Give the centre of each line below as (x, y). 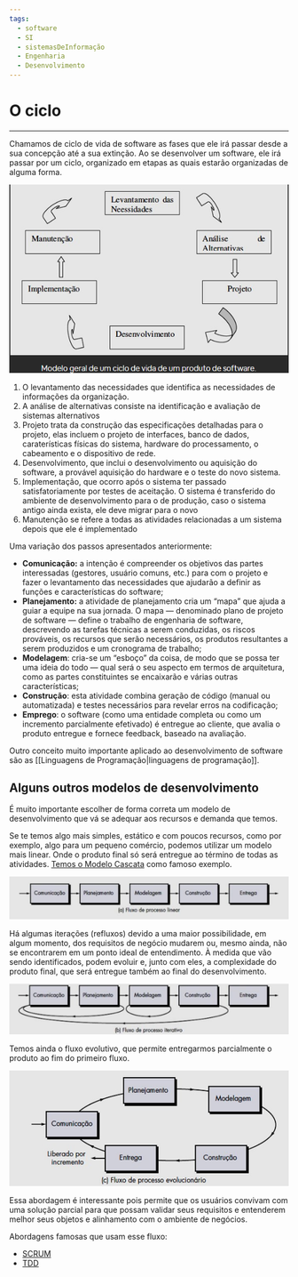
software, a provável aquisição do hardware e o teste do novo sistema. (151, 472)
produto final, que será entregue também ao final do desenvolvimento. (138, 972)
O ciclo (35, 111)
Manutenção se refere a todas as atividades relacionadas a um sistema (152, 519)
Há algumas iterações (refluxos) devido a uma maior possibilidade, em (138, 934)
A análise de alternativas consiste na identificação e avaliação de (141, 406)
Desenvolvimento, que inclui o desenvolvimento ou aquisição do (140, 462)
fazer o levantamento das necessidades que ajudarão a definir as (141, 582)
